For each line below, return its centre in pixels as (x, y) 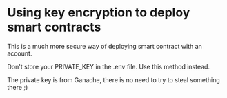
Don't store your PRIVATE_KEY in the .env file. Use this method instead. (109, 66)
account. (20, 53)
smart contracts (54, 27)
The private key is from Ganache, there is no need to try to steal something (114, 79)
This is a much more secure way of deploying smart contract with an (105, 46)
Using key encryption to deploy (99, 13)
